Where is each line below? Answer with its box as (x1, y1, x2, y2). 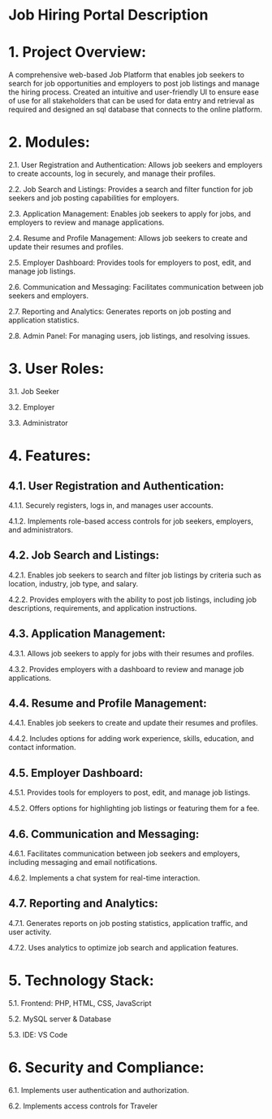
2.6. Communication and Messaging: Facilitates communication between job (8, 283, 264, 292)
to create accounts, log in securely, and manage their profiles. (8, 169, 216, 178)
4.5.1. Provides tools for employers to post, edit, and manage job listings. (8, 788, 251, 797)
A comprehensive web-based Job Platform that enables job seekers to (8, 70, 245, 80)
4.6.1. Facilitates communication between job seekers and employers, (8, 849, 240, 858)
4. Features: (8, 446, 92, 465)
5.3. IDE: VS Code (8, 1029, 68, 1039)
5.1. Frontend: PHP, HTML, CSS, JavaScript (8, 998, 152, 1007)
